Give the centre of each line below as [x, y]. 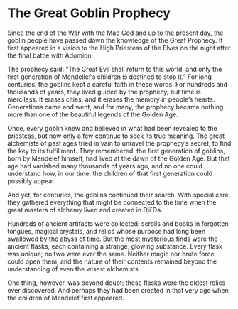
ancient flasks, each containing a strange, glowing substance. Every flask [115, 246]
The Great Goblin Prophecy [89, 13]
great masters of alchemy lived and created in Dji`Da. [85, 210]
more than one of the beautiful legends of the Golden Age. [93, 114]
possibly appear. [32, 181]
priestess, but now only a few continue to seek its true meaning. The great [116, 136]
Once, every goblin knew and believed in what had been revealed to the [113, 128]
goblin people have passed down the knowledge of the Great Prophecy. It [115, 40]
